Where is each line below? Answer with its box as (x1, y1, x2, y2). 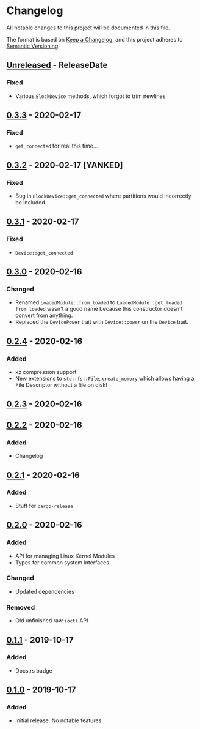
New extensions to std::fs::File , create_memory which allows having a (15, 375, 195, 383)
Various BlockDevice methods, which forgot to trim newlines (15, 92, 166, 100)
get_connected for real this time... (15, 142, 98, 150)
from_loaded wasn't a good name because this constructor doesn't (15, 305, 183, 313)
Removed (6, 603, 35, 611)
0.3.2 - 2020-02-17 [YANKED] (6, 160, 123, 170)
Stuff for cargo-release (15, 502, 73, 509)
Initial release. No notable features (15, 717, 102, 724)
